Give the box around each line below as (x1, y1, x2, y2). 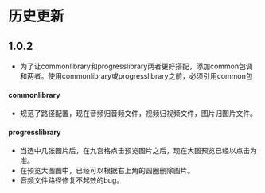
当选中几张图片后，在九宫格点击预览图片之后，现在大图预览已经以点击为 (19, 146, 257, 156)
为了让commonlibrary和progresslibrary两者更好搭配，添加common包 (19, 61, 247, 71)
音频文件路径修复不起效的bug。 (19, 176, 124, 185)
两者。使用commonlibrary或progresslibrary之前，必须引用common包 (26, 71, 253, 80)
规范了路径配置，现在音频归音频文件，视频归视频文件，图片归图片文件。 (19, 109, 257, 118)
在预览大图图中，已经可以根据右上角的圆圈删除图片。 (19, 166, 195, 176)
